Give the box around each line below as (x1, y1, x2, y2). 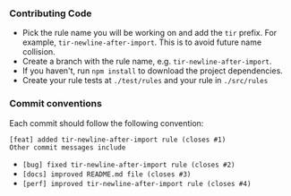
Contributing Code (9, 7, 92, 20)
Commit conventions (9, 98, 103, 110)
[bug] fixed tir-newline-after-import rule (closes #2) (21, 160, 235, 169)
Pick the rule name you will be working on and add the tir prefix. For (21, 28, 278, 38)
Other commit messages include (9, 142, 126, 152)
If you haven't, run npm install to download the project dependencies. (21, 65, 284, 76)
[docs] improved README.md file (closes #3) (21, 169, 192, 179)
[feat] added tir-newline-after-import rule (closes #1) (9, 135, 227, 144)
